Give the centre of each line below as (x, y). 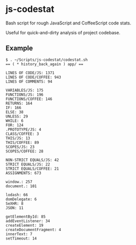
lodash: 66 (17, 195)
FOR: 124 (15, 125)
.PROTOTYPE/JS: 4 (23, 129)
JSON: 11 (15, 208)
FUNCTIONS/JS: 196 (24, 95)
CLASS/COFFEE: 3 (22, 134)
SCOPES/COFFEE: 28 (24, 151)
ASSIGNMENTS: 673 (23, 173)
